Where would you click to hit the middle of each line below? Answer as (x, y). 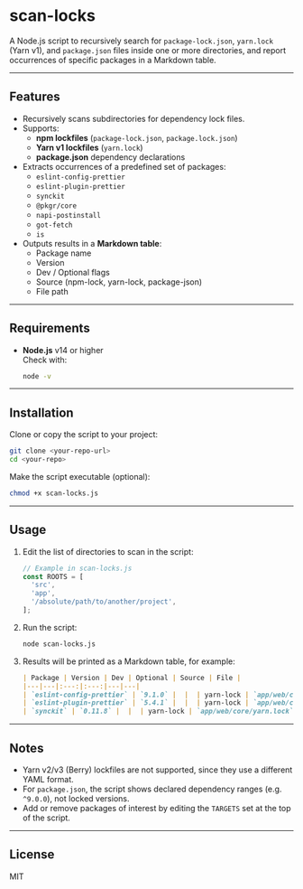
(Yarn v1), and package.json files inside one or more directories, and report (148, 50)
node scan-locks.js (59, 644)
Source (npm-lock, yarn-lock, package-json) (119, 282)
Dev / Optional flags (73, 272)
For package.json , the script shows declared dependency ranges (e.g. (152, 789)
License (32, 855)
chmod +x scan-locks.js (54, 493)
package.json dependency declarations (110, 157)
